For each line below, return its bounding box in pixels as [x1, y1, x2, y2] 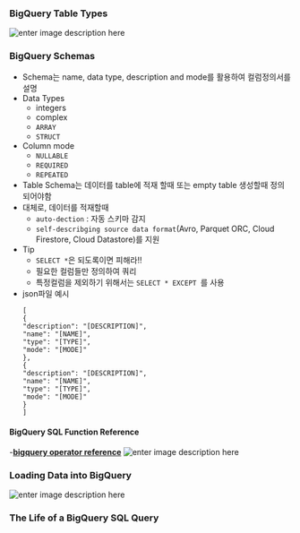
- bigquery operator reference [9, 446, 122, 457]
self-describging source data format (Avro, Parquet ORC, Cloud [35, 223, 275, 234]
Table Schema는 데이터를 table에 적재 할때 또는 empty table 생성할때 [21, 179, 269, 190]
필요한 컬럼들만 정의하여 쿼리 [35, 265, 137, 276]
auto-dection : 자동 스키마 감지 [35, 213, 146, 224]
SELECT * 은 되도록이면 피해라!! [35, 254, 142, 265]
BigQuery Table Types [9, 7, 108, 20]
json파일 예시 [21, 288, 70, 298]
